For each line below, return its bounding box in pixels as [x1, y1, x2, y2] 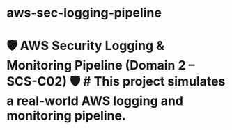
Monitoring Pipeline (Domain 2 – [6, 58, 195, 74]
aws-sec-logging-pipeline [6, 5, 162, 21]
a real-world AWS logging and [6, 93, 184, 109]
